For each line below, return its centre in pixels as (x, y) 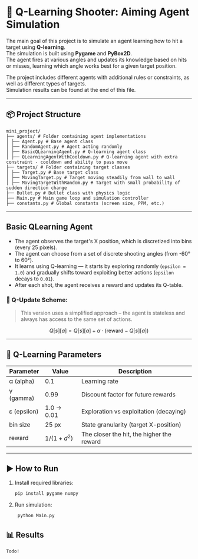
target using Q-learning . (36, 47)
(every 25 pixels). (36, 247)
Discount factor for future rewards (128, 394)
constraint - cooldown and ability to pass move (67, 162)
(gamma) (22, 398)
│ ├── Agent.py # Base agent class (50, 141)
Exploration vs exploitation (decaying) (134, 411)
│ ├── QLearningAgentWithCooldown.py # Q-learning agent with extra (92, 157)
